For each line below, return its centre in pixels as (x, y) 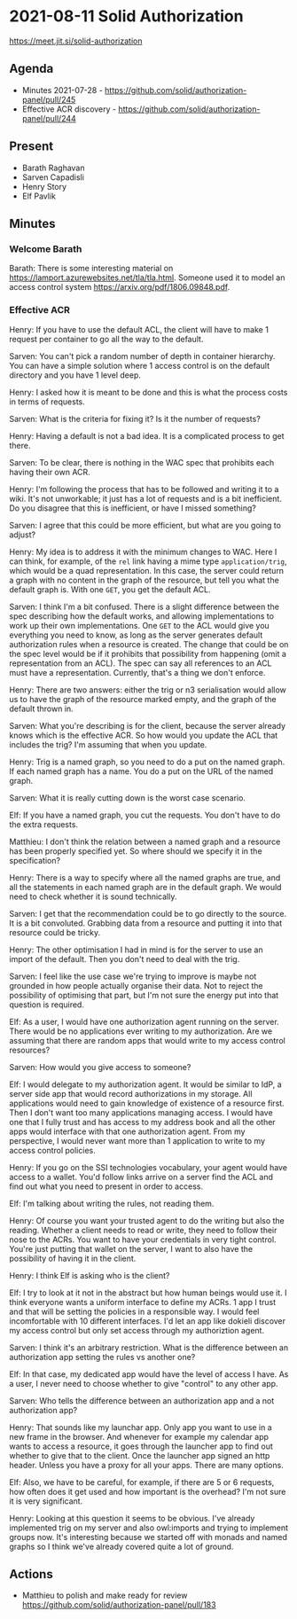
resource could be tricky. (55, 932)
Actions (31, 1574)
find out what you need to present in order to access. (106, 1186)
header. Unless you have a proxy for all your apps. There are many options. (146, 1465)
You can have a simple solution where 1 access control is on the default (140, 365)
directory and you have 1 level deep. (75, 375)
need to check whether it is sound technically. (93, 896)
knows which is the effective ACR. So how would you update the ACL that (144, 735)
